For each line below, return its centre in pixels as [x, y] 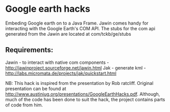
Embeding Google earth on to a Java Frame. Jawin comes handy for [77, 23]
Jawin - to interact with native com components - [57, 62]
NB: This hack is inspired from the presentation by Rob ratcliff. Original [79, 83]
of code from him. [24, 105]
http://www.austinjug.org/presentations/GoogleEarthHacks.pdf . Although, [83, 94]
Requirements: [29, 50]
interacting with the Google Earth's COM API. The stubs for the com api [80, 28]
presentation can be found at [36, 88]
